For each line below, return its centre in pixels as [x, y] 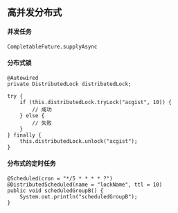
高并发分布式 [35, 12]
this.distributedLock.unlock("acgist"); [79, 141]
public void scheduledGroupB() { [55, 191]
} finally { [24, 135]
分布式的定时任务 [32, 163]
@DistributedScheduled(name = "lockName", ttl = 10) [85, 185]
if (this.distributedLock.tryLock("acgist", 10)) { [96, 102]
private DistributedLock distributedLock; [69, 84]
